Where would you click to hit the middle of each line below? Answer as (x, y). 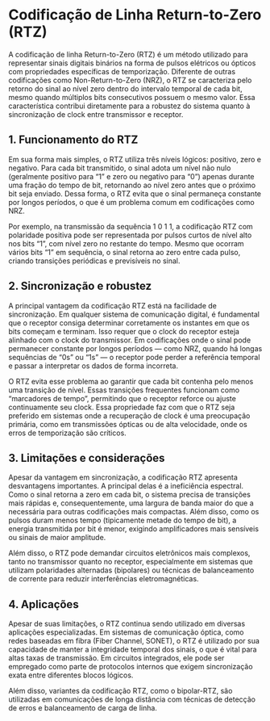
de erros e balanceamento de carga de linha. (83, 708)
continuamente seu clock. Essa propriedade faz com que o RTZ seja (122, 407)
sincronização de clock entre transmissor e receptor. (96, 114)
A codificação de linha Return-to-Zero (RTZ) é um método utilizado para (128, 54)
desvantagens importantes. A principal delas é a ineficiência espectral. (126, 486)
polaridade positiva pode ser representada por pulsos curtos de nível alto (130, 235)
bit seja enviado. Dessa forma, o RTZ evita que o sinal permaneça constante (135, 193)
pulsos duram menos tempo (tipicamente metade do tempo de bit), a (123, 520)
